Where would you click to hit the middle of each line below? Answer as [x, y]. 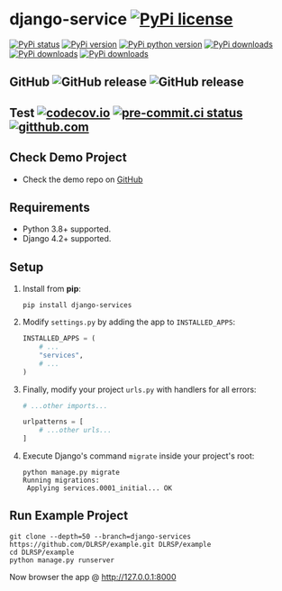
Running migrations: [61, 481]
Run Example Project [69, 516]
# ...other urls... [76, 431]
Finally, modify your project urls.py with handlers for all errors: [139, 389]
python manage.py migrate [71, 473]
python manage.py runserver [62, 560]
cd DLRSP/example [42, 552]
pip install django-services [77, 305]
